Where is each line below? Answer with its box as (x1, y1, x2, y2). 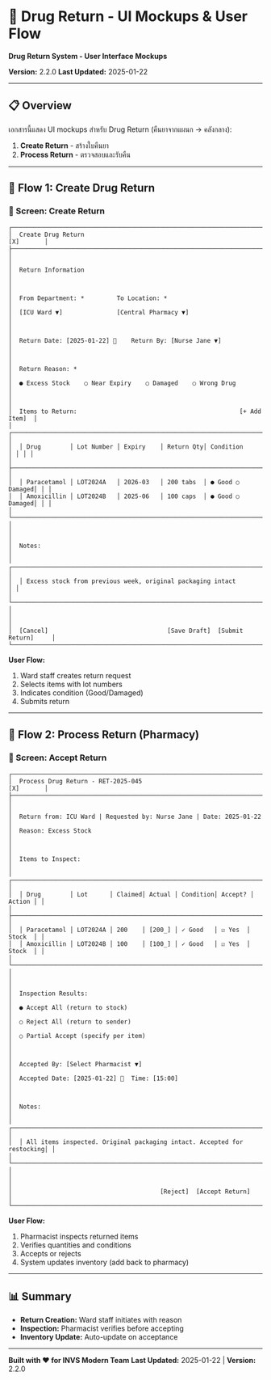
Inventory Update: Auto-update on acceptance (19, 1331, 178, 1341)
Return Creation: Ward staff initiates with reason (19, 1315, 182, 1324)
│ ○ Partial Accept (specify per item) (8, 1032, 147, 1040)
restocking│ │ (8, 1146, 56, 1154)
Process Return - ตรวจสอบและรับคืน (19, 150, 131, 159)
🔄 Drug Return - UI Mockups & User (8, 7, 248, 26)
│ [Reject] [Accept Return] (8, 1188, 251, 1196)
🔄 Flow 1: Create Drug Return (8, 181, 156, 195)
